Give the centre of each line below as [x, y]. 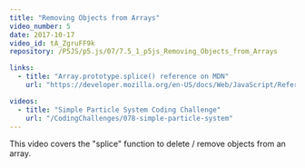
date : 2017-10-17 [42, 35]
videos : [24, 101]
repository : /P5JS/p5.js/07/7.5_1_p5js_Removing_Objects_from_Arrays [144, 52]
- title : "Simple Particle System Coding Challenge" [119, 110]
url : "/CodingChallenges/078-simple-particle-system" [129, 118]
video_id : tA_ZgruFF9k [52, 43]
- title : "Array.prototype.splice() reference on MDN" [123, 77]
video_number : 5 [40, 26]
